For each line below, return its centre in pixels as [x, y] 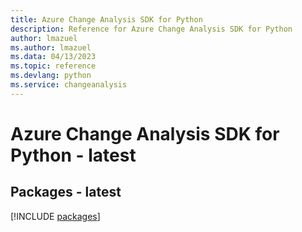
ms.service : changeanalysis [69, 85]
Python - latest [73, 155]
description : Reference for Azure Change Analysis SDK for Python [151, 29]
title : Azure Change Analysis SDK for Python [106, 19]
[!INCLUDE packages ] [55, 216]
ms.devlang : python [51, 76]
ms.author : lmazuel [51, 47]
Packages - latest [66, 192]
